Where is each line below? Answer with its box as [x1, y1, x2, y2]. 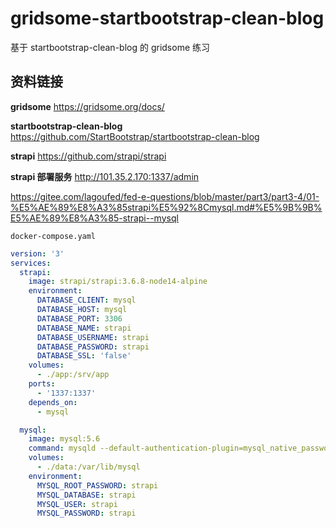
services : [10, 258, 52, 268]
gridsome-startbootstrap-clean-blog [10, 7, 325, 30]
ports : [28, 379, 56, 389]
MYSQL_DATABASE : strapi [36, 490, 137, 500]
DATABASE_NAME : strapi [36, 323, 132, 333]
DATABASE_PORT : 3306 [36, 313, 123, 324]
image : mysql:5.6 [28, 434, 101, 444]
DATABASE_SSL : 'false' [36, 351, 132, 361]
